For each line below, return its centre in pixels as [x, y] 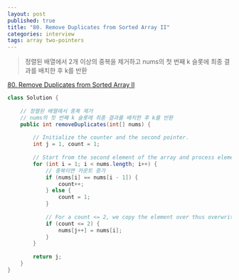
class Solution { [33, 98]
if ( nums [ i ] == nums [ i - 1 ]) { [92, 177]
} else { [58, 191]
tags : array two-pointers [46, 41]
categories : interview [41, 34]
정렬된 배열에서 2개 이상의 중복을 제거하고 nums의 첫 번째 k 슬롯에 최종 [123, 62]
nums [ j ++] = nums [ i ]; [90, 230]
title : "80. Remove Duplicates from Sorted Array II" [89, 27]
